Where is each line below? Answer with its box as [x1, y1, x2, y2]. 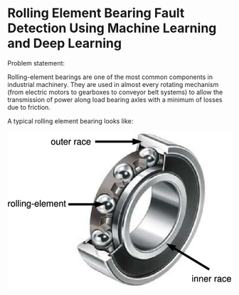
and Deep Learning [7, 36, 122, 51]
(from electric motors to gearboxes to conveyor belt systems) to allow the [7, 88, 223, 96]
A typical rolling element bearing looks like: [7, 116, 134, 125]
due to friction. [7, 103, 51, 111]
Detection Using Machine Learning [7, 20, 217, 36]
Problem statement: [7, 58, 65, 67]
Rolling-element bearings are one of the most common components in [7, 73, 213, 81]
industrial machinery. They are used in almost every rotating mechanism [7, 80, 219, 88]
